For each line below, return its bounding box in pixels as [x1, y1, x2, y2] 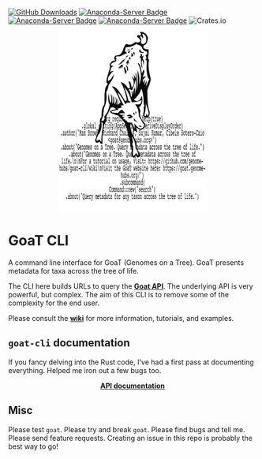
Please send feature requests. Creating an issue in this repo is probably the [8, 433, 253, 442]
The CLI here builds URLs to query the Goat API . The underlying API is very [8, 281, 254, 291]
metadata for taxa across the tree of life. [8, 266, 140, 275]
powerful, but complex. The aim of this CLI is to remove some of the [8, 289, 230, 299]
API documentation [99, 381, 166, 390]
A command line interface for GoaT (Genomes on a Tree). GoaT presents [8, 257, 245, 267]
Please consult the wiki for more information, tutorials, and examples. [8, 313, 234, 323]
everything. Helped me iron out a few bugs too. [8, 365, 162, 375]
